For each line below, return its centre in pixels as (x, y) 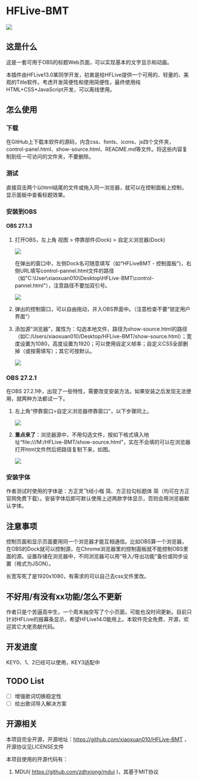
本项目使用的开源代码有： (37, 759)
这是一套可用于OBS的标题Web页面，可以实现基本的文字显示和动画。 (89, 62)
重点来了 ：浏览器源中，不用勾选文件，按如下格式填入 (79, 435)
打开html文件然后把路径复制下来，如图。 (64, 450)
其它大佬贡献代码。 (34, 627)
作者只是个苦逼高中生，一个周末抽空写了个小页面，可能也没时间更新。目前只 (99, 612)
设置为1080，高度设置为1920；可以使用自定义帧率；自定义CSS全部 (101, 344)
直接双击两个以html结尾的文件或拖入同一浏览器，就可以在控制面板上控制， (97, 187)
